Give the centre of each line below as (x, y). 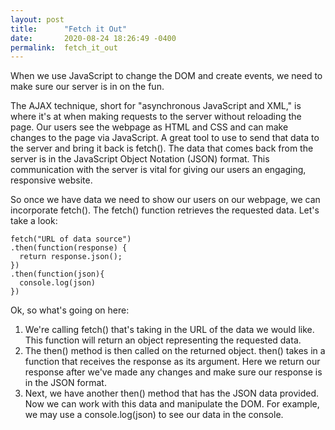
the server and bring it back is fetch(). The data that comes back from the (162, 148)
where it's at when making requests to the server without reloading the (156, 117)
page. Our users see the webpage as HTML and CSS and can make (149, 127)
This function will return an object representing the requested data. (163, 340)
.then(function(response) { (69, 248)
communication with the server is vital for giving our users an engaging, (158, 170)
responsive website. (51, 180)
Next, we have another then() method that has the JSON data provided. (172, 393)
